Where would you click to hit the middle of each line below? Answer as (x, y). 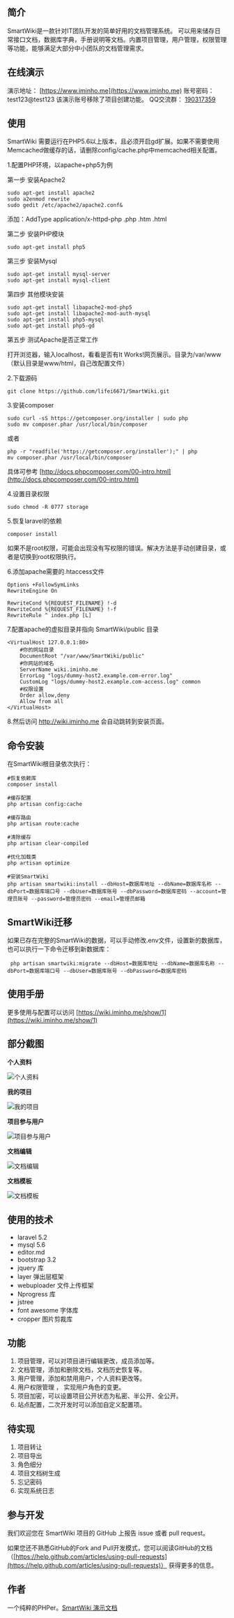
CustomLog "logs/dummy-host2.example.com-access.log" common (110, 682)
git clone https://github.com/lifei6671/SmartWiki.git (88, 391)
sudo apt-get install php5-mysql (56, 320)
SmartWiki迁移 (40, 922)
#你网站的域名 (37, 664)
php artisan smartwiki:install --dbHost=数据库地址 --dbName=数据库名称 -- (114, 884)
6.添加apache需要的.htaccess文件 (56, 572)
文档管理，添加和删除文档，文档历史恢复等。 (81, 1370)
